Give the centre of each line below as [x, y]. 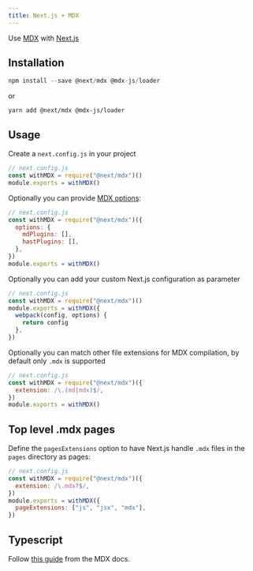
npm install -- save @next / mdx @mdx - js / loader [84, 81]
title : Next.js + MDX [44, 15]
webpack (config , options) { [61, 316]
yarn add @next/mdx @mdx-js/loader [67, 111]
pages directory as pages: [49, 457]
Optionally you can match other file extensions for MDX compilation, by [124, 352]
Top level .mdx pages [62, 429]
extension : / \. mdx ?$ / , [52, 486]
